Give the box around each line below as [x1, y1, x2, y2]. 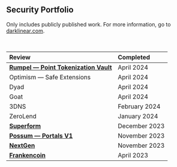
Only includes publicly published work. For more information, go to [6, 20, 171, 28]
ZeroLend [9, 112, 37, 120]
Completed [118, 53, 151, 61]
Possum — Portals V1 [9, 132, 73, 140]
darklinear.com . [6, 27, 45, 34]
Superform [9, 121, 41, 130]
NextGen [9, 141, 35, 150]
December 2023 [118, 121, 165, 130]
